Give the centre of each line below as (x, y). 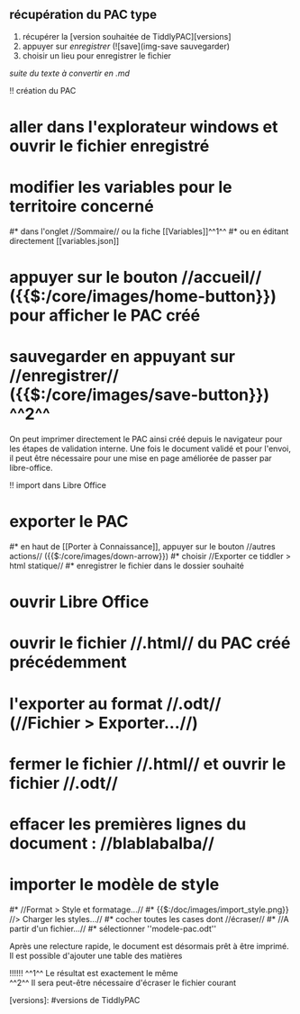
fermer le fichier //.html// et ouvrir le (148, 764)
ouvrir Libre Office (79, 602)
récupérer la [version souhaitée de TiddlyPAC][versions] (127, 36)
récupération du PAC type (83, 15)
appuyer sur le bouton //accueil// (136, 277)
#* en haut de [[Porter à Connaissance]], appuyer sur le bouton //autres (143, 547)
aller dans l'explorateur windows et (144, 127)
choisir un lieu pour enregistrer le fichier (97, 55)
